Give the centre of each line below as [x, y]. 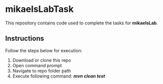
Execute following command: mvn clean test [59, 76]
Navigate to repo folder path [42, 71]
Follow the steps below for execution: [44, 50]
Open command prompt [37, 65]
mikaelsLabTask [39, 9]
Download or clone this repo [42, 60]
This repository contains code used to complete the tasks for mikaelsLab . [81, 23]
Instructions [25, 39]
